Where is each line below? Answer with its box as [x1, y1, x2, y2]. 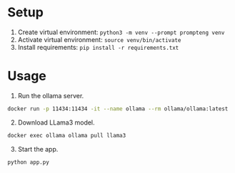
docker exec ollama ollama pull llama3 [7, 132, 126, 139]
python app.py [7, 158, 50, 166]
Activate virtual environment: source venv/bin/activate [17, 35, 181, 43]
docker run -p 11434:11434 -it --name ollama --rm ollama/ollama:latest [7, 105, 229, 112]
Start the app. [17, 145, 59, 153]
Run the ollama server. [17, 91, 84, 100]
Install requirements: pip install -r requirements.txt [17, 43, 179, 51]
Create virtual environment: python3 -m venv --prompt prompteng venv [17, 28, 225, 36]
